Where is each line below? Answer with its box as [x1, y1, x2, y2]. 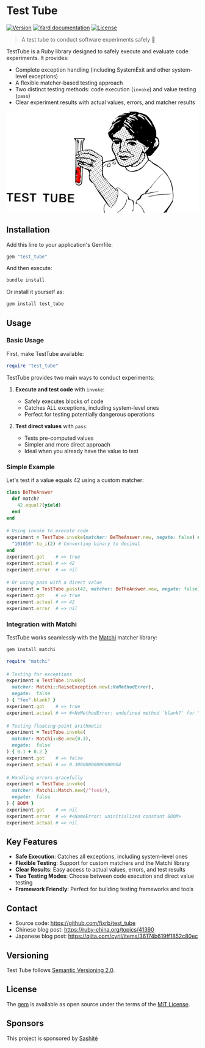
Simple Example [6, 462, 55, 471]
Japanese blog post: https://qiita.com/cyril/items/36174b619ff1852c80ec [15, 932, 198, 940]
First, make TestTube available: [6, 350, 84, 357]
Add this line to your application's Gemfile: [6, 241, 113, 248]
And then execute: [6, 265, 52, 272]
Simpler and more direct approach [24, 440, 111, 448]
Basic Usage [6, 336, 45, 345]
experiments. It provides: [6, 54, 69, 61]
